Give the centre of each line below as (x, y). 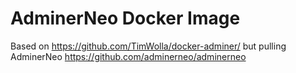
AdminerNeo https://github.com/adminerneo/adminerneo (128, 56)
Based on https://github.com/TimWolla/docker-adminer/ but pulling (148, 46)
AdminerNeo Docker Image (125, 18)
